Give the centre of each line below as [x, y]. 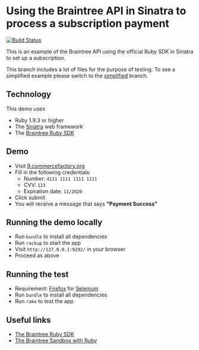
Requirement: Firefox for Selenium [57, 289]
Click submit [30, 197]
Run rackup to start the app [48, 243]
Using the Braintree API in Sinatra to [96, 11]
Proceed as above [37, 256]
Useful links [29, 320]
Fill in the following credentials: [53, 172]
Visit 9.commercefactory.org [50, 166]
